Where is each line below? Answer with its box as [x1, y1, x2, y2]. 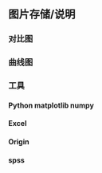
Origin [8, 136, 29, 146]
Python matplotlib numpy [8, 100, 94, 110]
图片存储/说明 [8, 7, 76, 22]
